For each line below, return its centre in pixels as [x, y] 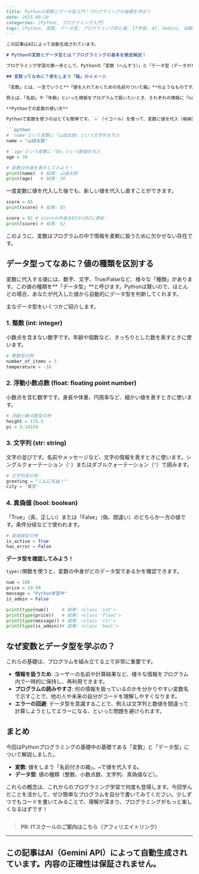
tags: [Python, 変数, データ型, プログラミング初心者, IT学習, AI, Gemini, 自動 [99, 28]
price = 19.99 [24, 588]
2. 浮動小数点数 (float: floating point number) [71, 383]
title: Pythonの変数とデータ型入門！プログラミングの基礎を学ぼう [78, 12]
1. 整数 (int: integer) [34, 323]
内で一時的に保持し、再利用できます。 [61, 682]
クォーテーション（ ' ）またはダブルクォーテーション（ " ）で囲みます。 [107, 464]
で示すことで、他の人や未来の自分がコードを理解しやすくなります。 [97, 696]
